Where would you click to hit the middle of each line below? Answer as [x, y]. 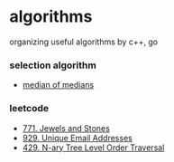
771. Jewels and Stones [66, 128]
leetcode [29, 109]
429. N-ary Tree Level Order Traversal [93, 148]
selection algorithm [53, 65]
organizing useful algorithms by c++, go [84, 42]
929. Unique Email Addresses [77, 138]
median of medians [58, 85]
